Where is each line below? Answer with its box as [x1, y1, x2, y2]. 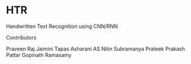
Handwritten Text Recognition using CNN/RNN [6, 23, 118, 30]
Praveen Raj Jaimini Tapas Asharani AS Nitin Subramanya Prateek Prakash [6, 45, 185, 52]
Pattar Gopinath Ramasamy [6, 51, 72, 58]
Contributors [6, 34, 37, 41]
